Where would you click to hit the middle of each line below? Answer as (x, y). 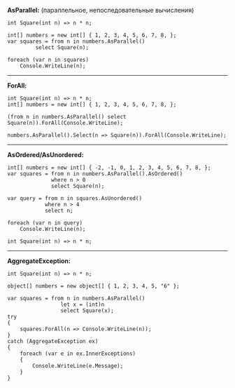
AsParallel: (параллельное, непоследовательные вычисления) (101, 10)
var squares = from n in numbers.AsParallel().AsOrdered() (95, 174)
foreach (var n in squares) (48, 60)
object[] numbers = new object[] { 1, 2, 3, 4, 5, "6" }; (93, 286)
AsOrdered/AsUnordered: (45, 155)
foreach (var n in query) (45, 223)
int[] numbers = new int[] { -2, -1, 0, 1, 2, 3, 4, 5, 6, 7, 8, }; (109, 168)
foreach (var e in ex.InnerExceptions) (78, 354)
